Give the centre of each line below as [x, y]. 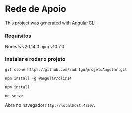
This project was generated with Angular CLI [50, 23]
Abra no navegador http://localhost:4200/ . [50, 105]
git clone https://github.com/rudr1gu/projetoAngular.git [66, 70]
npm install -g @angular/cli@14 [38, 78]
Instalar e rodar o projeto [35, 59]
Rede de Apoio [36, 9]
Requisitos [18, 36]
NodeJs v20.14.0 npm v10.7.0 [35, 47]
